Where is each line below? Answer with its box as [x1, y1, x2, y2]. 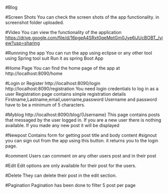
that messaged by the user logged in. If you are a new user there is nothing [5, 117, 161, 123]
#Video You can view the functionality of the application [5, 29, 122, 35]
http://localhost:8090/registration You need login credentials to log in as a [5, 86, 159, 92]
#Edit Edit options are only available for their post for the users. [5, 163, 137, 169]
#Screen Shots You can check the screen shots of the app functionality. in [5, 14, 160, 20]
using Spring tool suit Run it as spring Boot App [5, 55, 103, 61]
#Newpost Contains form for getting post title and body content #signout [5, 132, 157, 138]
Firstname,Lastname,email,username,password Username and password [5, 96, 157, 102]
